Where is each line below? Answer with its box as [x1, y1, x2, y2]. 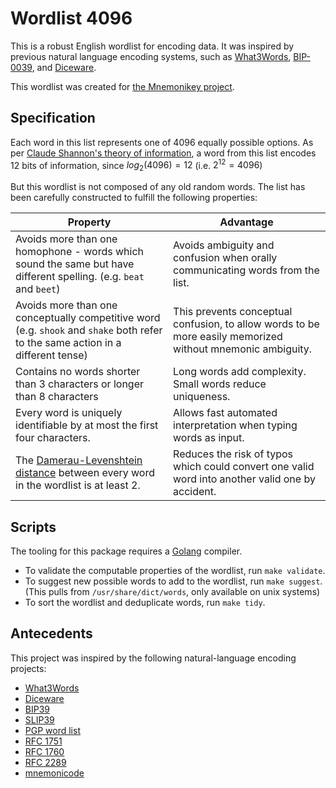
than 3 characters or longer [15, 377, 145, 391]
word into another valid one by [173, 472, 316, 486]
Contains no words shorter [15, 365, 141, 379]
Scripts [10, 518, 57, 536]
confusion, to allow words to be [173, 317, 320, 331]
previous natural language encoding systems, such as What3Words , [10, 50, 292, 62]
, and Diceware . [31, 61, 97, 73]
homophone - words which [15, 245, 144, 259]
